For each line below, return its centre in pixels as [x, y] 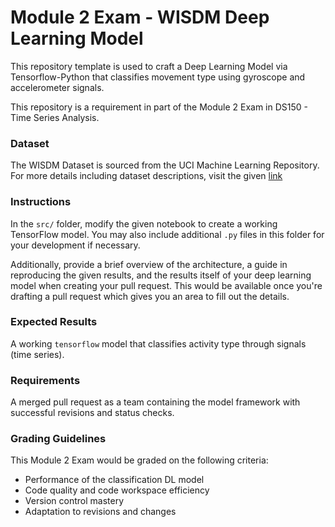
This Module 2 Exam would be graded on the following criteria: [139, 460]
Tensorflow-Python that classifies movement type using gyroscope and [158, 77]
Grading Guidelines [58, 439]
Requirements [45, 380]
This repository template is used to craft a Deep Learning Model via [149, 66]
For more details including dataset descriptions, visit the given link [146, 176]
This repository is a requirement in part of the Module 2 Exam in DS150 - [159, 107]
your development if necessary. [75, 245]
